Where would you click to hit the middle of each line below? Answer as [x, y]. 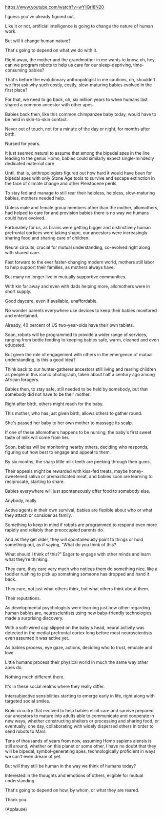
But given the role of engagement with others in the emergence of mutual [79, 354]
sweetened [16, 476]
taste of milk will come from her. [37, 437]
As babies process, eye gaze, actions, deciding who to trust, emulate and [79, 648]
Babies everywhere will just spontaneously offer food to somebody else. [78, 491]
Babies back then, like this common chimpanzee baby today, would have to [81, 114]
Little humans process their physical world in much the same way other [77, 662]
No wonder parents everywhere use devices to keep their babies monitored [81, 310]
